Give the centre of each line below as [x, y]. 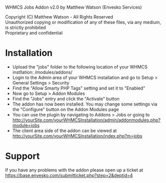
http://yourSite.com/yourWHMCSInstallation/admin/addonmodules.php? [86, 120]
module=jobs [26, 125]
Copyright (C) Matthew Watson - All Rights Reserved [59, 17]
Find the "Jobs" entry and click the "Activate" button [66, 98]
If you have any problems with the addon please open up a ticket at [74, 170]
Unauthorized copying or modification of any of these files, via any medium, [83, 22]
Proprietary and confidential [34, 33]
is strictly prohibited [26, 27]
